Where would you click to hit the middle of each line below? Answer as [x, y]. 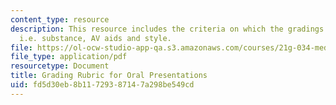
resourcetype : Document [60, 66]
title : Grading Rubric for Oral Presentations [109, 76]
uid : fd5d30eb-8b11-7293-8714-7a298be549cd [102, 85]
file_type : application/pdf [69, 57]
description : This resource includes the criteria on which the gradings [167, 29]
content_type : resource [60, 19]
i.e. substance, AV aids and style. [95, 38]
